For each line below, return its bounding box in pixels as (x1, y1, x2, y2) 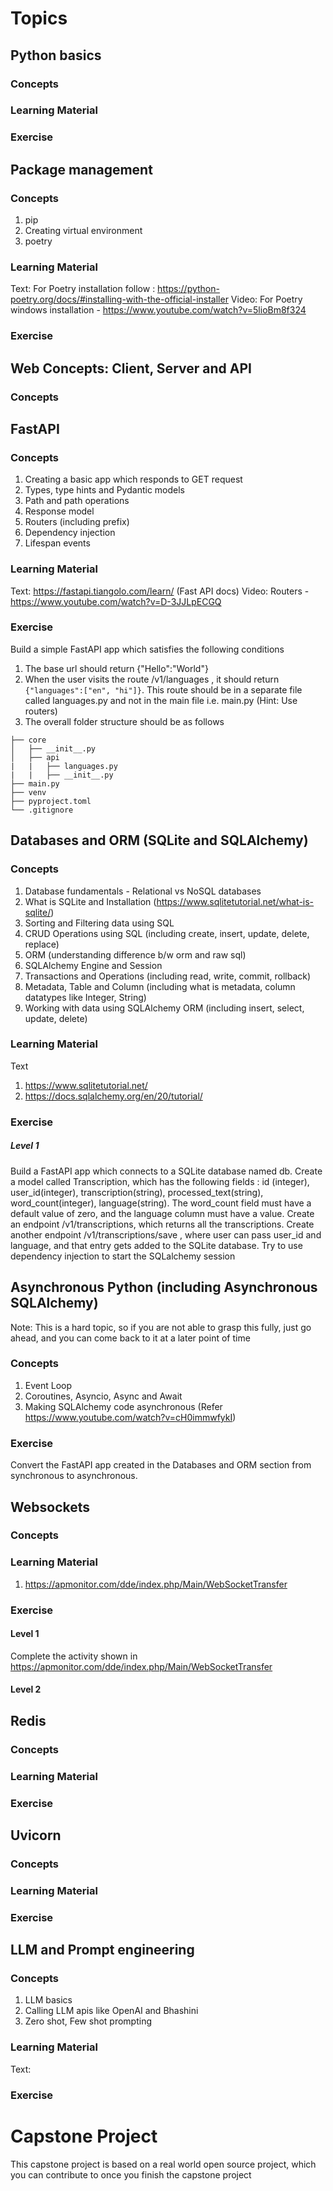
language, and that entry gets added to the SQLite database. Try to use (10, 1239, 303, 1251)
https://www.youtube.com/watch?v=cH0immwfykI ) (24, 1411, 237, 1423)
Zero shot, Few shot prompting (24, 2015, 153, 2027)
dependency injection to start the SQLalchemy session (10, 1250, 236, 1262)
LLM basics (24, 1994, 73, 2006)
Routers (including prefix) (24, 516, 130, 528)
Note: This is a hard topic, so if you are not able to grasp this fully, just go (10, 1321, 312, 1333)
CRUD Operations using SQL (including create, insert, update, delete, (24, 927, 310, 939)
